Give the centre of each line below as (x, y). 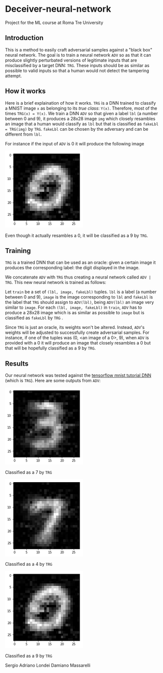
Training (18, 251)
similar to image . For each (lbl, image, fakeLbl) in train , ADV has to (74, 307)
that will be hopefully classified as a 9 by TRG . (51, 348)
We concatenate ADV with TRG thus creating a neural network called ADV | (78, 277)
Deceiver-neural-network (58, 9)
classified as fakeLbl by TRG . (34, 318)
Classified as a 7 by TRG (29, 472)
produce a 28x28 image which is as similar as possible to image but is (75, 313)
